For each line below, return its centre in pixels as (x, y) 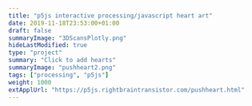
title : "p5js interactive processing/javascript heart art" (111, 16)
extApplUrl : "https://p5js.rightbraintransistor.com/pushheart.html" (127, 90)
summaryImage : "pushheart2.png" (62, 68)
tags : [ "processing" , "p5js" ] (59, 75)
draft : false (30, 30)
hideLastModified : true (48, 45)
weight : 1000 (30, 82)
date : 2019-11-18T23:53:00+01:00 (64, 23)
